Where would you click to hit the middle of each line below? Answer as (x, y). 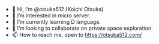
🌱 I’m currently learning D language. (56, 22)
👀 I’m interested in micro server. (51, 15)
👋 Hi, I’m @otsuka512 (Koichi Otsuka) (58, 9)
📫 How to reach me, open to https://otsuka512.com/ (77, 35)
